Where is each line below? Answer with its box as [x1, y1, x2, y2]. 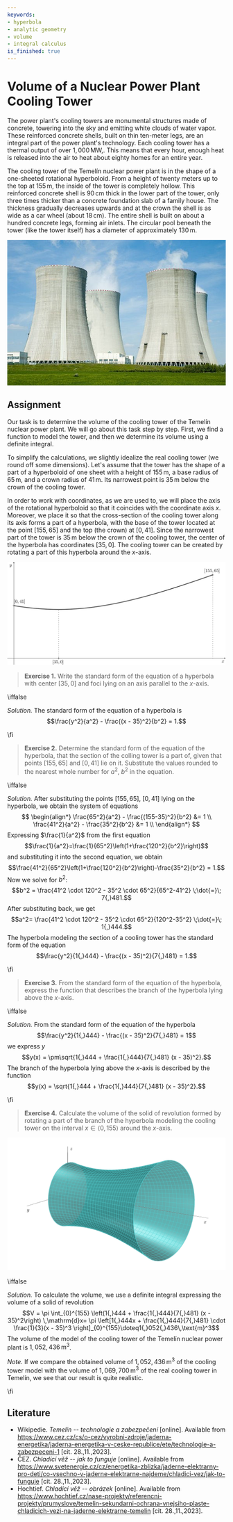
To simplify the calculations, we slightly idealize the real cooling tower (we [7, 453, 219, 462]
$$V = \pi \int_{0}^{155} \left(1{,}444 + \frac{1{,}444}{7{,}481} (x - [21, 1309, 212, 1317]
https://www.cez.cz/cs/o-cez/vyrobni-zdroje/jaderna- [17, 1433, 172, 1441]
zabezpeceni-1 [17, 1448, 60, 1456]
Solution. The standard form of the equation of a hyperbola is [7, 706, 182, 715]
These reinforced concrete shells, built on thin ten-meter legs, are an [7, 131, 204, 139]
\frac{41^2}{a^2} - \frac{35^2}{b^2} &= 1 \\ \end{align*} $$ [33, 820, 200, 828]
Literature [7, 1407, 51, 1418]
